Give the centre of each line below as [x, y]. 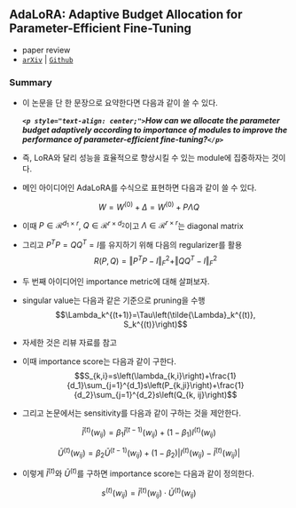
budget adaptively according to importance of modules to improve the [155, 130]
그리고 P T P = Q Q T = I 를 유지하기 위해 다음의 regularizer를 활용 [132, 244]
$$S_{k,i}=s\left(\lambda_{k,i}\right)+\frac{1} [156, 376]
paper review [46, 50]
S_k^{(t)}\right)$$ [156, 324]
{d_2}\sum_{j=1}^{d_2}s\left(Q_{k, [135, 394]
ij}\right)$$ [217, 394]
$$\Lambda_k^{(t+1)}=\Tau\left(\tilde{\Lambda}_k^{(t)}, [156, 314]
